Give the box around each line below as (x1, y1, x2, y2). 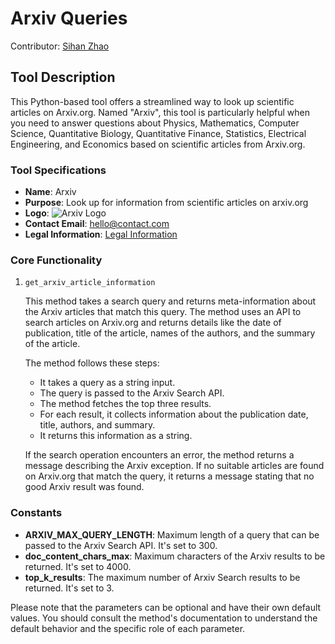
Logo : (24, 207, 50, 219)
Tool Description (10, 69, 116, 86)
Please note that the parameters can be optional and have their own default (10, 601, 322, 613)
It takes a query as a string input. (39, 377, 176, 389)
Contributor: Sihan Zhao (10, 40, 110, 52)
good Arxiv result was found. (24, 481, 145, 493)
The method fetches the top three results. (39, 398, 212, 410)
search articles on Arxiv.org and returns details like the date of (24, 317, 282, 329)
